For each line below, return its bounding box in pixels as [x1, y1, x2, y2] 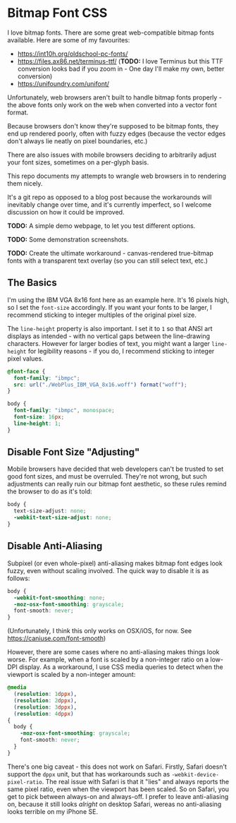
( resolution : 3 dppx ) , [13, 704, 77, 711]
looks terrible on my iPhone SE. [7, 807, 99, 816]
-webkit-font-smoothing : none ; [13, 594, 106, 601]
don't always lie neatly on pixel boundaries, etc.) [7, 136, 148, 145]
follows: [7, 574, 30, 582]
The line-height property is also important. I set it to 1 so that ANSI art [7, 324, 213, 332]
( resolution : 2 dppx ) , [13, 697, 77, 704]
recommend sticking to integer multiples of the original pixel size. [7, 311, 197, 319]
